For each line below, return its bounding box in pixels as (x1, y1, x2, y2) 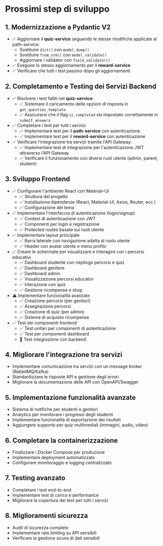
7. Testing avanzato (5, 474, 66, 482)
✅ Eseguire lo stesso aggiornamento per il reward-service (12, 62, 131, 68)
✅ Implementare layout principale (12, 232, 80, 238)
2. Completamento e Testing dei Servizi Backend (5, 82, 157, 91)
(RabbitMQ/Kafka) (12, 369, 49, 375)
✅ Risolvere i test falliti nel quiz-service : (12, 95, 94, 101)
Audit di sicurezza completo (12, 524, 69, 530)
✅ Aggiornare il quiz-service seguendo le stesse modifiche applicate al (12, 36, 157, 42)
